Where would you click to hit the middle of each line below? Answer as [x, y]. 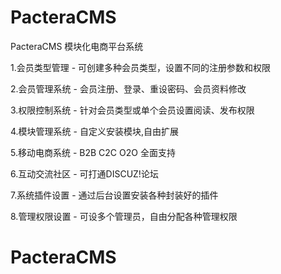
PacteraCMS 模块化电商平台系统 [77, 46]
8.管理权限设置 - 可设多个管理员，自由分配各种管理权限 [124, 216]
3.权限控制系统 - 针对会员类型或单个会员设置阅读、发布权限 [132, 110]
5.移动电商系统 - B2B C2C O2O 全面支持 [93, 152]
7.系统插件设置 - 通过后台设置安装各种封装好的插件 [114, 195]
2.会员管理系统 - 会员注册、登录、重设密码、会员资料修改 [128, 88]
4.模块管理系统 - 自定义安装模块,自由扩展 [94, 131]
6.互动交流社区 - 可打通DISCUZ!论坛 [84, 173]
